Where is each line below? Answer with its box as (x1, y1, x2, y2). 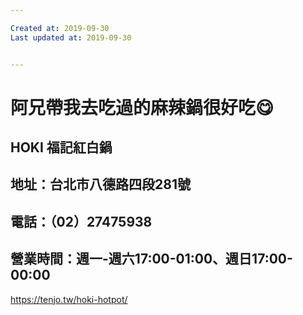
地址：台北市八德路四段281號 (10, 176, 191, 193)
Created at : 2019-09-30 (10, 23, 110, 33)
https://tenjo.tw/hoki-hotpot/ (10, 293, 128, 305)
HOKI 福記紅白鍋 (10, 139, 113, 156)
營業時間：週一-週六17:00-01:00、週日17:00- (10, 251, 293, 268)
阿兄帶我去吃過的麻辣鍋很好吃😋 (10, 96, 275, 119)
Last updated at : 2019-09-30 (10, 32, 132, 43)
